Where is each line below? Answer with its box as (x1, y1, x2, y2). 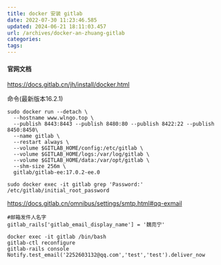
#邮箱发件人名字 (7, 214, 47, 221)
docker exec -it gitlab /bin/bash (7, 233, 107, 241)
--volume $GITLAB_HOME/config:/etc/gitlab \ (13, 145, 144, 152)
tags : (7, 42, 23, 49)
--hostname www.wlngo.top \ (13, 115, 95, 122)
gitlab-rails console (7, 246, 70, 253)
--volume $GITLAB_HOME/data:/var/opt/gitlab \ (13, 157, 150, 164)
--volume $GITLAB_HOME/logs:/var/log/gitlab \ (13, 151, 150, 158)
